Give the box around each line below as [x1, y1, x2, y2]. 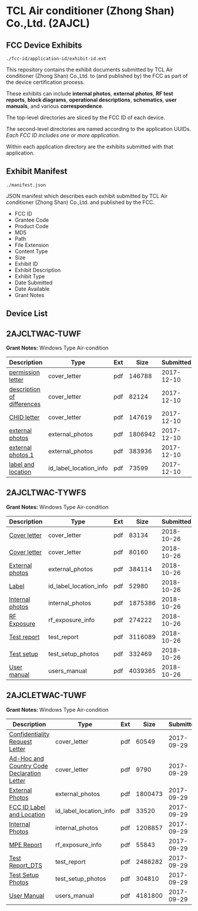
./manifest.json [6, 182, 46, 188]
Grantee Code [14, 216, 49, 223]
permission [9, 369, 40, 377]
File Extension [14, 241, 49, 248]
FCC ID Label [9, 803, 46, 811]
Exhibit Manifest [6, 166, 68, 176]
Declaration [9, 769, 41, 777]
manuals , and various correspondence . [6, 103, 104, 110]
